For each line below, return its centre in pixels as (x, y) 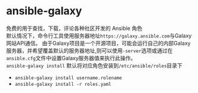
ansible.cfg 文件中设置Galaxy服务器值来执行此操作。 (71, 58)
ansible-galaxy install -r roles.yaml (63, 84)
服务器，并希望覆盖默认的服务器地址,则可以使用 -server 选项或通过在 (89, 50)
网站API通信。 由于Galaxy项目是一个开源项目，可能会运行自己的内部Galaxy (98, 43)
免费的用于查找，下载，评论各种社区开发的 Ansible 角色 (74, 28)
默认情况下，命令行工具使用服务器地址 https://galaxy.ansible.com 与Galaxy (99, 35)
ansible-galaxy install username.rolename (68, 78)
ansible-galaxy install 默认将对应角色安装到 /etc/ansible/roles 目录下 (95, 65)
